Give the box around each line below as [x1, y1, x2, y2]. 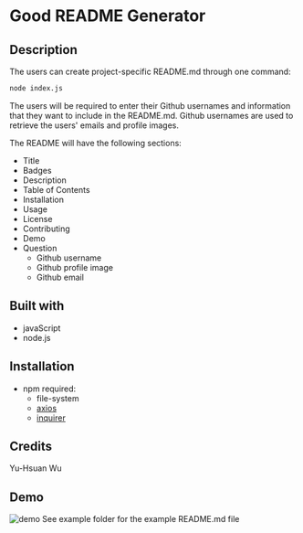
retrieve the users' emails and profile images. [9, 120, 180, 131]
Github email [36, 272, 85, 282]
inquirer [36, 412, 66, 423]
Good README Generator [9, 5, 206, 27]
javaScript [22, 322, 61, 334]
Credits [9, 438, 53, 453]
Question [22, 242, 57, 253]
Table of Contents [22, 184, 90, 195]
